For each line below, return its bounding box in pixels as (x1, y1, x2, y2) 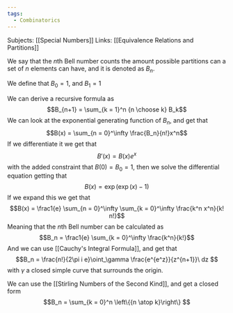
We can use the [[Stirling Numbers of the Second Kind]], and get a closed (7, 280, 219, 288)
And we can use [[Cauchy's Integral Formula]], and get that (7, 245, 177, 253)
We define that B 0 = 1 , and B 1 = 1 (7, 79, 102, 89)
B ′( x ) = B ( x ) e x (97, 151, 137, 160)
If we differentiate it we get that (7, 139, 97, 148)
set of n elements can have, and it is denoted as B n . (7, 64, 155, 74)
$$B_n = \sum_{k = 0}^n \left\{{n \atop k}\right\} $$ (42, 298, 191, 307)
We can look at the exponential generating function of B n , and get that (7, 116, 209, 126)
